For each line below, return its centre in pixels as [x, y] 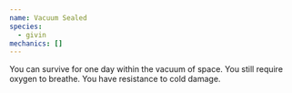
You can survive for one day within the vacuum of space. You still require [146, 69]
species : [26, 26]
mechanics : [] [36, 43]
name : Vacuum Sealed [49, 18]
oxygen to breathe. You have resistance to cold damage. [115, 79]
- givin [32, 35]
